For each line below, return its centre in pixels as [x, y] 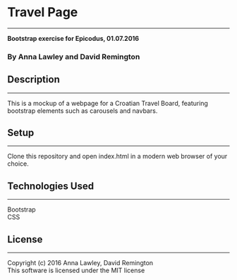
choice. [18, 164]
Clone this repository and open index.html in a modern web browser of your [117, 157]
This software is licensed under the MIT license [76, 270]
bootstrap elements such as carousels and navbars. [83, 111]
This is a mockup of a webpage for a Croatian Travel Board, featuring [108, 103]
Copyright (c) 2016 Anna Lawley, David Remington [80, 263]
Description [34, 79]
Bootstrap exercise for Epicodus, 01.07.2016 [73, 38]
